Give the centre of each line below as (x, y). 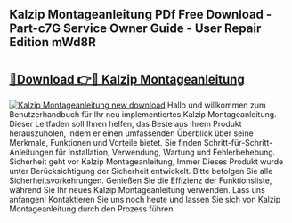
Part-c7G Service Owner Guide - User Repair (135, 29)
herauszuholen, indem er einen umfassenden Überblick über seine (131, 133)
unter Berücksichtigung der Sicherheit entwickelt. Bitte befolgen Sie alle (141, 171)
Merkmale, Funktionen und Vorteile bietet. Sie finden (105, 143)
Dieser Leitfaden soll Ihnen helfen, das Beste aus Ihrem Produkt (126, 124)
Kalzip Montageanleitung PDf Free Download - (141, 15)
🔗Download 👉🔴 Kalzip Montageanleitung (127, 79)
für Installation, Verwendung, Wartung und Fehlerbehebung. (165, 152)
